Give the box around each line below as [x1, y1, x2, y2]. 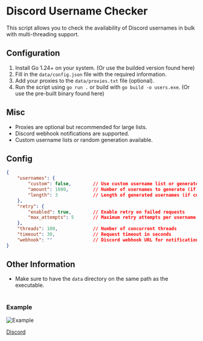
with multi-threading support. [6, 30, 80, 37]
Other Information [6, 260, 76, 270]
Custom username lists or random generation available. [14, 136, 153, 143]
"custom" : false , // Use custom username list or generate [28, 181, 199, 187]
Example [6, 303, 33, 311]
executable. [14, 282, 45, 289]
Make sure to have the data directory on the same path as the [14, 275, 169, 282]
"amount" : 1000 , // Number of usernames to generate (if [28, 186, 196, 193]
